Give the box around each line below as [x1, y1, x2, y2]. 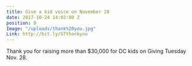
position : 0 [6, 20, 36, 26]
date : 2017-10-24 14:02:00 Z [6, 14, 80, 20]
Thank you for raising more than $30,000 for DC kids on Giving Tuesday [6, 47, 187, 55]
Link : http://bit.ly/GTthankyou [6, 31, 88, 37]
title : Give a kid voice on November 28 [6, 8, 110, 15]
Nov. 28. [6, 54, 27, 61]
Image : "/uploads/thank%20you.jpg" [6, 25, 96, 32]
